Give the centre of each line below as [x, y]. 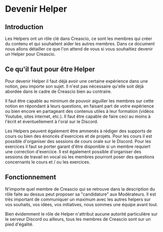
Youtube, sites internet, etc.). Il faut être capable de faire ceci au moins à [78, 116]
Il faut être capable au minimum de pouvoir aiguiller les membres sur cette [80, 101]
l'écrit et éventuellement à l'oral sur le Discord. [52, 121]
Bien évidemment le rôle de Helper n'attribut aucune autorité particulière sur [81, 214]
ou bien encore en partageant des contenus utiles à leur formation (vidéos [80, 111]
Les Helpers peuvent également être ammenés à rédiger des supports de [79, 131]
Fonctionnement [31, 177]
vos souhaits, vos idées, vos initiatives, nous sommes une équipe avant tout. [81, 204]
